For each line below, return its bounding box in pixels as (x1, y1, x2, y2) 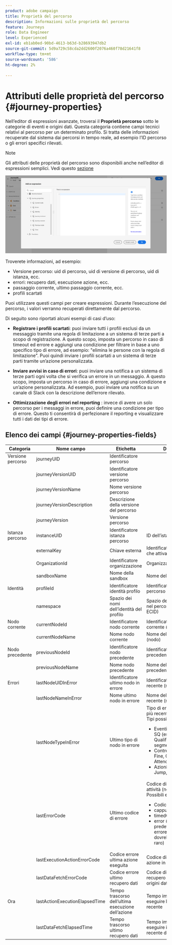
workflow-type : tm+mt (5, 51, 52, 56)
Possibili (146, 791, 164, 797)
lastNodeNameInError (36, 695, 82, 701)
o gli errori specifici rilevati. (5, 140, 63, 146)
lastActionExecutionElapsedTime (36, 898, 106, 904)
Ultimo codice (110, 810, 139, 816)
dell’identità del (110, 606, 142, 612)
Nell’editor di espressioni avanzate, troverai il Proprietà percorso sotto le (5, 118, 159, 124)
